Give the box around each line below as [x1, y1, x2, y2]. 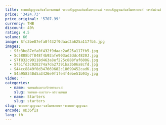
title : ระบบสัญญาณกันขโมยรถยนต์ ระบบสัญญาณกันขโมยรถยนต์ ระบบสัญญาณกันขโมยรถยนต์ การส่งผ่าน [5, 7, 160, 12]
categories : [5, 80, 30, 85]
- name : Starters [9, 94, 45, 99]
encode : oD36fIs [5, 108, 39, 113]
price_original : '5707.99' [5, 16, 61, 21]
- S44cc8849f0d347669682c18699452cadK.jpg [9, 67, 98, 72]
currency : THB [5, 21, 35, 26]
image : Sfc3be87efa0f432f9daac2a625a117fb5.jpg [5, 39, 105, 44]
